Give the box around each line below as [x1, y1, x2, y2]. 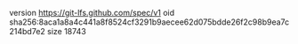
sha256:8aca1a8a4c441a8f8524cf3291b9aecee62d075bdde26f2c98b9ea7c [9, 17, 290, 27]
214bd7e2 [9, 26, 46, 36]
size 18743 [47, 26, 86, 36]
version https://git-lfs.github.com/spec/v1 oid [9, 8, 175, 18]
